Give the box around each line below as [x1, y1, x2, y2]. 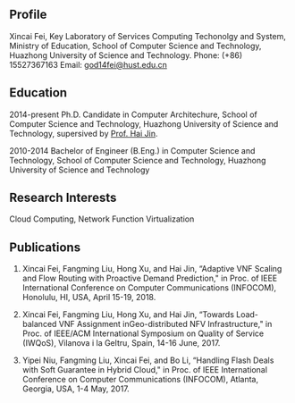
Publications [9, 239, 81, 255]
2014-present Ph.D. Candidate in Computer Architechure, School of [9, 109, 257, 120]
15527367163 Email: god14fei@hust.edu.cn [9, 59, 168, 70]
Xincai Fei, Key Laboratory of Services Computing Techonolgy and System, [9, 30, 286, 41]
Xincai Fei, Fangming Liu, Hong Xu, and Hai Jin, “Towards [21, 309, 235, 320]
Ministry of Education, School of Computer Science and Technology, [9, 40, 262, 51]
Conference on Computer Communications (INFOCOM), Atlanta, [21, 374, 259, 385]
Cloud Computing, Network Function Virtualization [9, 214, 195, 224]
